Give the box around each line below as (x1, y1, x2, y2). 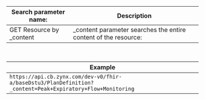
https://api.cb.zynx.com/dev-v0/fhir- (9, 73, 122, 80)
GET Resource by (9, 25, 60, 34)
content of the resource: (73, 33, 142, 41)
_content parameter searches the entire (73, 25, 186, 34)
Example (89, 63, 116, 72)
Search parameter (11, 8, 65, 16)
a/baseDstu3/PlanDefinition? (9, 79, 94, 86)
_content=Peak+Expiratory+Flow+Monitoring (9, 85, 135, 92)
